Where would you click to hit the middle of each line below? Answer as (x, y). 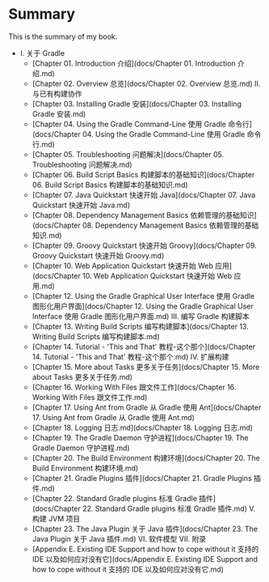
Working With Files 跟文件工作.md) (90, 397)
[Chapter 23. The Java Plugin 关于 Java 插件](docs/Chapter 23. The (145, 529)
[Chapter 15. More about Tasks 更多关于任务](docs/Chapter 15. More (146, 367)
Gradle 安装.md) (59, 113)
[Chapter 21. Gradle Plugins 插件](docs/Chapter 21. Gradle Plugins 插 (146, 478)
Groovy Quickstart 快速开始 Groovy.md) (98, 255)
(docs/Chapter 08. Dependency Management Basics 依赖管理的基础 (145, 225)
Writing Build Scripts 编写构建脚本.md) (96, 336)
